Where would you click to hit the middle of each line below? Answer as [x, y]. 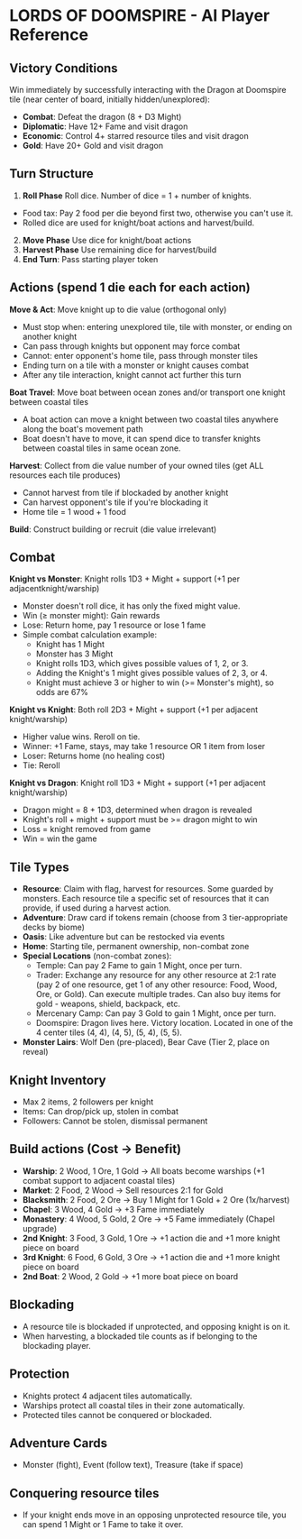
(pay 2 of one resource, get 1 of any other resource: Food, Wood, [156, 985]
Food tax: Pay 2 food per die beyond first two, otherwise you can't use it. [158, 213]
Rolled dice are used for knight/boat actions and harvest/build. [138, 223]
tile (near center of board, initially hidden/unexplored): [110, 99]
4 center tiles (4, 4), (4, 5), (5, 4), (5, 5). [109, 1032]
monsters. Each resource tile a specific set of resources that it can [146, 899]
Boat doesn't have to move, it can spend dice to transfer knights [142, 438]
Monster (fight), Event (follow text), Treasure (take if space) [133, 1465]
